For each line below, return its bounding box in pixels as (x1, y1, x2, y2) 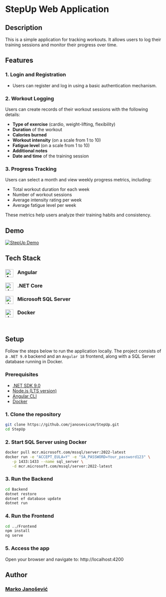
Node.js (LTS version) (12, 388, 57, 394)
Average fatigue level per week (12, 202, 76, 208)
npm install (5, 528, 30, 534)
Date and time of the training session (12, 153, 89, 159)
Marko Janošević (5, 586, 48, 593)
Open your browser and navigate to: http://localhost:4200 (5, 556, 124, 562)
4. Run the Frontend (5, 512, 54, 519)
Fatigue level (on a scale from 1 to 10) (12, 142, 90, 148)
